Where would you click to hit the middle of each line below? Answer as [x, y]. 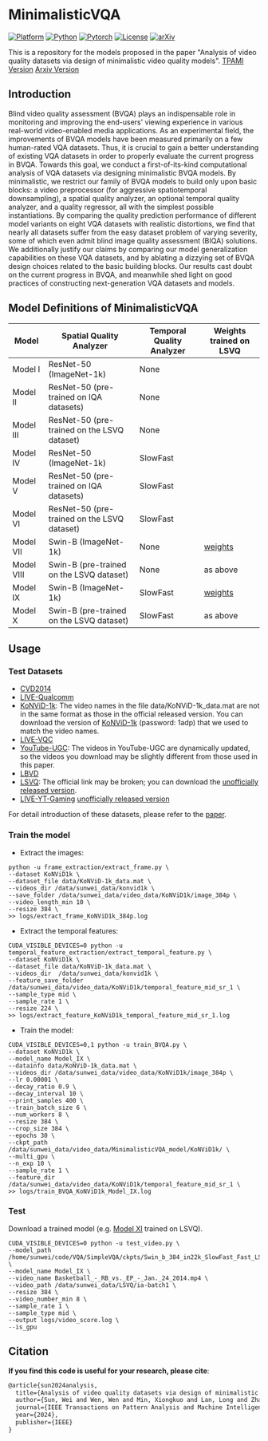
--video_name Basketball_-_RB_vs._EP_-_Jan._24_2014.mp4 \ [108, 1278]
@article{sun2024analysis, [53, 1385]
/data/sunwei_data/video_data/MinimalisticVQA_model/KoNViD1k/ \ [119, 1149]
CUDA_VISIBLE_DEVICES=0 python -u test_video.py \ [94, 1243]
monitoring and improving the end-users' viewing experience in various [126, 122]
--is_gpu [23, 1327]
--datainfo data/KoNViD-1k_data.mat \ [73, 1066]
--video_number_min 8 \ [48, 1299]
